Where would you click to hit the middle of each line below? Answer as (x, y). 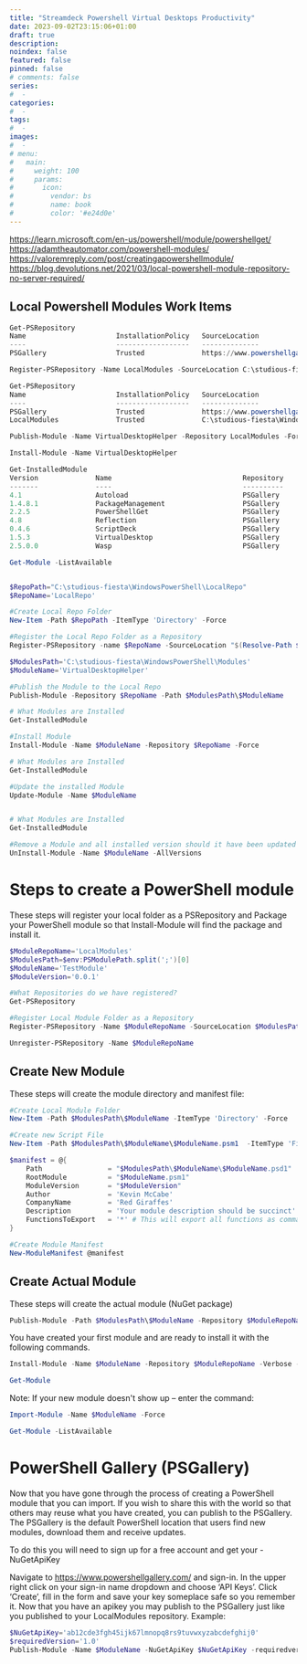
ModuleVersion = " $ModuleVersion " (104, 1185)
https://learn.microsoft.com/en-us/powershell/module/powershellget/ (140, 239)
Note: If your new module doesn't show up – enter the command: (132, 1398)
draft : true (32, 35)
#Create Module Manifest (57, 1244)
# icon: (37, 188)
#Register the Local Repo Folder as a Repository (106, 637)
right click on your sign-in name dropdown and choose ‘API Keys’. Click (143, 1586)
